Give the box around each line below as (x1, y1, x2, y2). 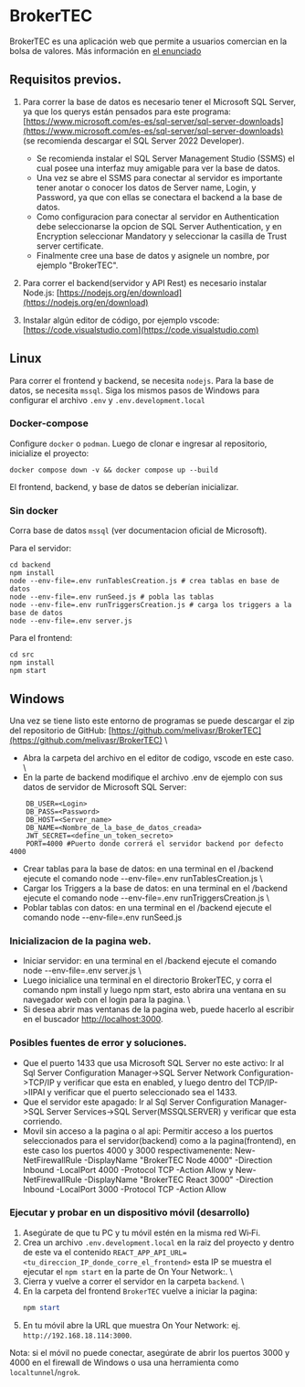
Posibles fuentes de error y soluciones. (9, 1037, 187, 1050)
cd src (9, 650, 35, 659)
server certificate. (36, 240, 104, 251)
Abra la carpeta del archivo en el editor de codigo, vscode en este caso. (22, 752, 295, 763)
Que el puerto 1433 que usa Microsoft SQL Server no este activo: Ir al (22, 1057, 285, 1068)
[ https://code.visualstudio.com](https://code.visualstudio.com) (22, 324, 259, 335)
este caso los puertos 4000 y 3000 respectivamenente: (22, 1145, 233, 1156)
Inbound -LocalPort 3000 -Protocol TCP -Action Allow (22, 1183, 226, 1194)
